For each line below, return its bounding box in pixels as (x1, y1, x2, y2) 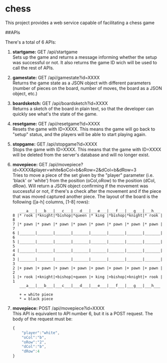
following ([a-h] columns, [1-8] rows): (12, 199, 90, 205)
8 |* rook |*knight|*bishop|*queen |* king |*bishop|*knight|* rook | (12, 213, 163, 218)
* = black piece (19, 296, 53, 301)
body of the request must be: (12, 316, 73, 322)
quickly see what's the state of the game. (12, 111, 98, 117)
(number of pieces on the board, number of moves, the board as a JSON (12, 85, 162, 91)
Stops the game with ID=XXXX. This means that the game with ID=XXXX (12, 146, 161, 152)
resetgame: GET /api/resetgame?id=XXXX (12, 120, 100, 127)
